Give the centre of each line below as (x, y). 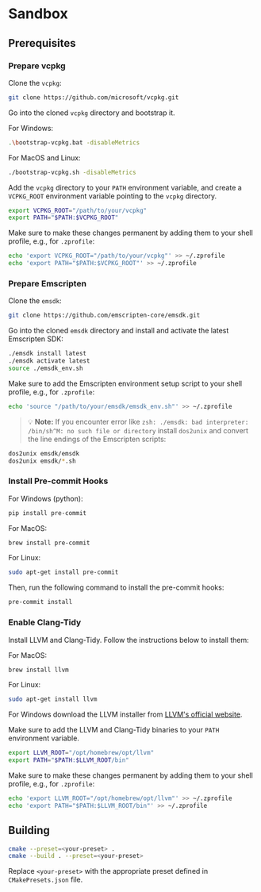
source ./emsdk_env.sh (46, 368)
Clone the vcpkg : (35, 83)
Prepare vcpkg (37, 66)
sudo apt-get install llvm (53, 699)
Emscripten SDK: (36, 339)
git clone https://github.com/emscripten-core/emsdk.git (104, 315)
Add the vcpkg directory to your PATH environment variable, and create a (125, 187)
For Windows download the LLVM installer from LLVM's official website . (125, 714)
